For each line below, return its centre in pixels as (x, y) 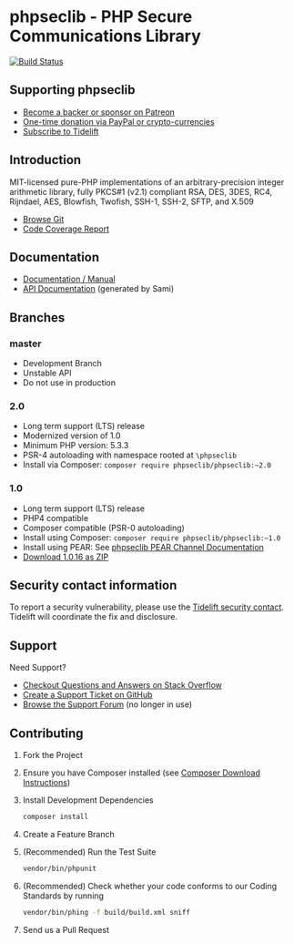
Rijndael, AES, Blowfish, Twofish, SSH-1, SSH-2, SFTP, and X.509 (132, 201)
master (25, 344)
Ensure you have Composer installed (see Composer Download (142, 773)
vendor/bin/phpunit (60, 868)
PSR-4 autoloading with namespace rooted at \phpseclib (129, 455)
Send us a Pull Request (66, 929)
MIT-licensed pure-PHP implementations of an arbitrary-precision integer (147, 182)
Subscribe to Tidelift (61, 131)
